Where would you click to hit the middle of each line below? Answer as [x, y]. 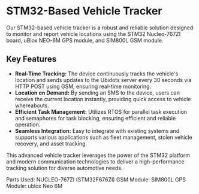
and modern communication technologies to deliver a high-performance [95, 161]
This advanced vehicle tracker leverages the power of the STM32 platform [98, 155]
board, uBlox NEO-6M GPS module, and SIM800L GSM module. [85, 40]
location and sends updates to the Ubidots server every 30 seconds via [103, 80]
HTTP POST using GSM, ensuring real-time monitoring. [83, 86]
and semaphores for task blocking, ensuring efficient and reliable [95, 118]
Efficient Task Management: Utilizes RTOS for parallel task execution [101, 111]
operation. [28, 125]
